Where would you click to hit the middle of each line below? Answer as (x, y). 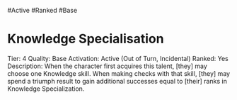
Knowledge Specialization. (46, 89)
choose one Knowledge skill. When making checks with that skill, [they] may (119, 73)
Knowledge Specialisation (86, 39)
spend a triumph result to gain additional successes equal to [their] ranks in (117, 81)
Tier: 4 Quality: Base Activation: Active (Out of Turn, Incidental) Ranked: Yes (118, 58)
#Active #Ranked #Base (42, 10)
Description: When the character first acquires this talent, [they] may (107, 66)
